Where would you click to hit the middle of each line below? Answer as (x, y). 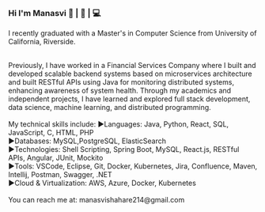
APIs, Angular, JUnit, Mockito (56, 158)
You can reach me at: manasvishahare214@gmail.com (97, 200)
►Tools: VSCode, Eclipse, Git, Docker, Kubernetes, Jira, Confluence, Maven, (133, 166)
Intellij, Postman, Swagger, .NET (60, 175)
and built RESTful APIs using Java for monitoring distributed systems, (121, 82)
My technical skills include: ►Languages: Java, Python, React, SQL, (119, 124)
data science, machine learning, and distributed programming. (110, 108)
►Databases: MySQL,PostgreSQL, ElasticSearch (87, 141)
